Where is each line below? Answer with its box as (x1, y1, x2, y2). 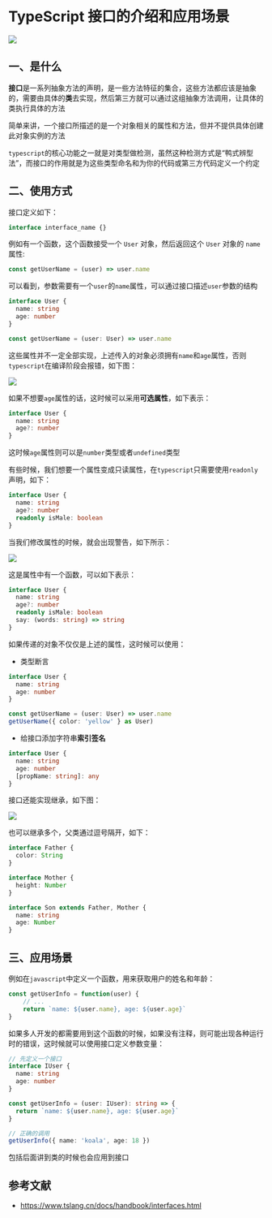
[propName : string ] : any (15, 772, 100, 780)
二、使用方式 (8, 184, 73, 198)
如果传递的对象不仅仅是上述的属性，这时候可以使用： (8, 639, 186, 649)
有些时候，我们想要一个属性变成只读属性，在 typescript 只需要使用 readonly (8, 464, 258, 475)
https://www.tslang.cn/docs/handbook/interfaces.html (19, 1201, 202, 1211)
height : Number (15, 881, 67, 889)
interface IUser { (8, 1062, 70, 1070)
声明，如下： (8, 475, 51, 485)
